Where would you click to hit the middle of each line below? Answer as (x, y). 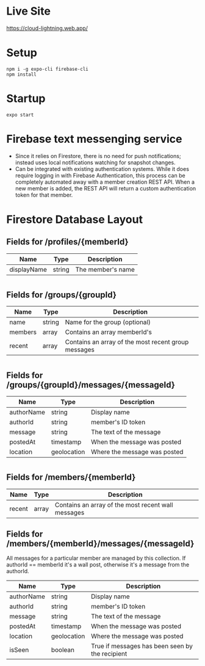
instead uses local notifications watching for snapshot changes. (95, 162)
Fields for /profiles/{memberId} (68, 242)
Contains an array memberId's (109, 332)
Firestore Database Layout (75, 219)
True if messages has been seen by (142, 646)
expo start (20, 115)
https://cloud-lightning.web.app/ (47, 28)
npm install (21, 74)
